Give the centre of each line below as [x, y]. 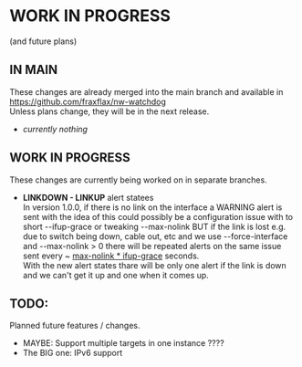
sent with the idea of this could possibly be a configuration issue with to [158, 216]
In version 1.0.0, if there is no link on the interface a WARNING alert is [152, 207]
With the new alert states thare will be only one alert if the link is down [155, 265]
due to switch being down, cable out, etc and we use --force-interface [155, 236]
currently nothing [55, 129]
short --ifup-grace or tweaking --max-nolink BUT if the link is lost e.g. [154, 226]
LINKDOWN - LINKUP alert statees [88, 197]
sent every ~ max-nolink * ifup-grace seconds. [111, 256]
